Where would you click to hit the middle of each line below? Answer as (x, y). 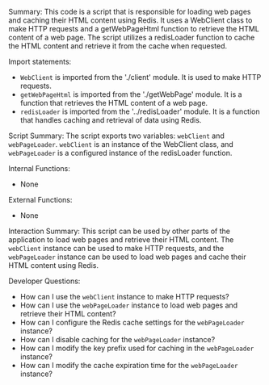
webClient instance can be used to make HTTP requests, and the (116, 248)
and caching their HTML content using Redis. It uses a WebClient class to (130, 20)
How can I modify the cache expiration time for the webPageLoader (129, 365)
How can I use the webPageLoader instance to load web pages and (129, 305)
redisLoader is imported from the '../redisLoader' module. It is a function (140, 111)
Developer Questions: (44, 281)
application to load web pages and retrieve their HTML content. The (121, 240)
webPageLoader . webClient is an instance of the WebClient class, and (121, 144)
